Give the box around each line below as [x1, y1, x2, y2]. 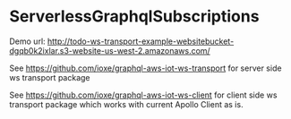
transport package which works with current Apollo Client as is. [9, 98, 244, 109]
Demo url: [9, 36, 47, 47]
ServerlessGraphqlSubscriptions [9, 6, 260, 27]
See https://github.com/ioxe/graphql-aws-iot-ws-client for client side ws [9, 89, 278, 100]
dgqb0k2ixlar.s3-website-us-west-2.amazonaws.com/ [9, 45, 210, 55]
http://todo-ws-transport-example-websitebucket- [47, 36, 235, 47]
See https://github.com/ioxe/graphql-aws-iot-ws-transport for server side [9, 63, 282, 73]
